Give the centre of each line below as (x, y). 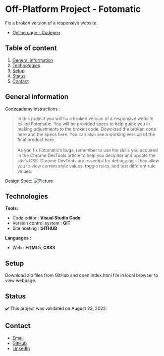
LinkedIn (21, 348)
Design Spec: (19, 181)
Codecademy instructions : (33, 109)
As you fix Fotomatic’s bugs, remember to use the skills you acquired (87, 150)
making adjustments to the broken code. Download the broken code (87, 129)
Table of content (31, 48)
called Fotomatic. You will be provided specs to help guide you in (83, 124)
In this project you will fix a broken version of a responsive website (85, 118)
